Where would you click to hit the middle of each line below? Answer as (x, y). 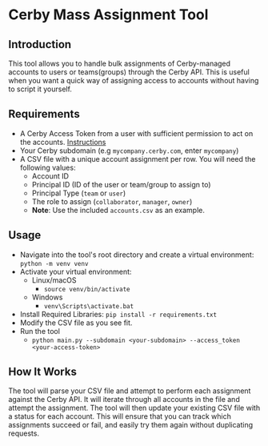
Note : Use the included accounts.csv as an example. (118, 210)
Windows (47, 297)
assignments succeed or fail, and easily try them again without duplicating (131, 425)
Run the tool (40, 331)
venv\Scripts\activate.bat (89, 306)
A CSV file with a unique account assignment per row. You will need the (138, 159)
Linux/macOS (54, 280)
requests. (24, 433)
